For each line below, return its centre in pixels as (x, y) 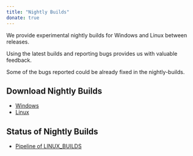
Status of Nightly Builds (53, 131)
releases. (18, 42)
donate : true (23, 18)
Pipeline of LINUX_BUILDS (48, 146)
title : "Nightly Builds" (38, 12)
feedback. (19, 60)
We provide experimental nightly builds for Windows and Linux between (97, 35)
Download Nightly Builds (54, 91)
